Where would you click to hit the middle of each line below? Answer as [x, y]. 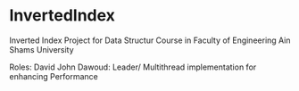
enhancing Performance [54, 76]
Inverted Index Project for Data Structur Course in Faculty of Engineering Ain [150, 40]
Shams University [42, 49]
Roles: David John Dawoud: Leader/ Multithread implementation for [133, 67]
